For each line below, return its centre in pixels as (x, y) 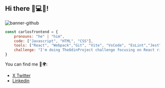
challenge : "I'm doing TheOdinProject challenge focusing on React (84, 50)
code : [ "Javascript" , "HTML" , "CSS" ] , (54, 41)
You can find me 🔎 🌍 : (27, 64)
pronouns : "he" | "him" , (39, 36)
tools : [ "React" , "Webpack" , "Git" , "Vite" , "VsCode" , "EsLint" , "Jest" (88, 45)
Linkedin (21, 81)
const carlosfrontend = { (31, 32)
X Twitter (21, 76)
